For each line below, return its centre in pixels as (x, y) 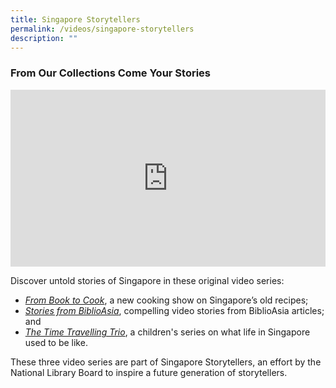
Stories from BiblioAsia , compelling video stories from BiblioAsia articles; (174, 311)
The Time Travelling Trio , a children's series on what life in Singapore (167, 332)
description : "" (44, 38)
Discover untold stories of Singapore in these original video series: (147, 281)
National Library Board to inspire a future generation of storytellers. (149, 373)
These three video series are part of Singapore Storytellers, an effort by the (166, 362)
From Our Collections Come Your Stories (111, 73)
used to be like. (56, 343)
